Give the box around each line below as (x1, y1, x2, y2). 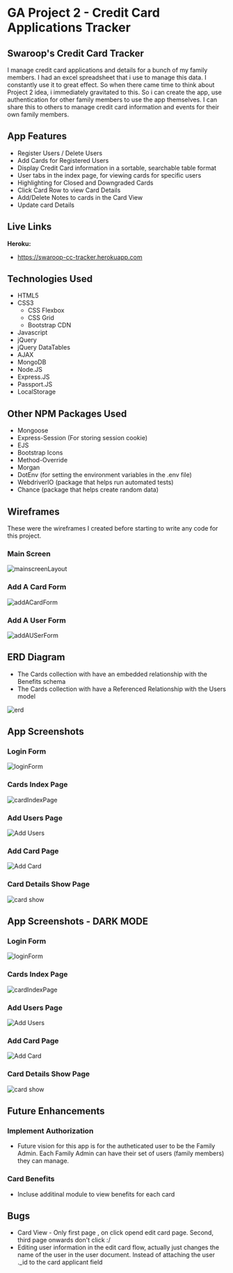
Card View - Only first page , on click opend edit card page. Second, (17, 1228, 214, 1237)
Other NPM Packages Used (7, 407, 127, 419)
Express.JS (17, 373, 50, 381)
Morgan (17, 463, 40, 471)
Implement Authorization (7, 1126, 94, 1136)
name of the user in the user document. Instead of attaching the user (17, 1251, 216, 1259)
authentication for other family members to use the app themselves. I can (7, 95, 218, 104)
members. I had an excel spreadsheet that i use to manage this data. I (7, 73, 207, 81)
